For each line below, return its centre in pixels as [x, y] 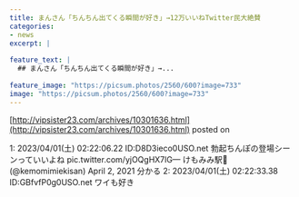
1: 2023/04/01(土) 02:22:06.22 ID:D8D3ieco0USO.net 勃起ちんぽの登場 [142, 148]
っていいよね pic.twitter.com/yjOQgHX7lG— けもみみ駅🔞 [122, 159]
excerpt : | [30, 43]
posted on [211, 129]
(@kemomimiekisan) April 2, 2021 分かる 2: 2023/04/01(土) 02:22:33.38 [144, 171]
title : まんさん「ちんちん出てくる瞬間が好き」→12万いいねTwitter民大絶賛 [135, 18]
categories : [32, 26]
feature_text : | [40, 60]
